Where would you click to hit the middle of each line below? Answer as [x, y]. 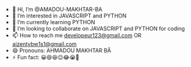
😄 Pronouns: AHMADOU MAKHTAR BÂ [62, 50]
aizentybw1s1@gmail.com [45, 44]
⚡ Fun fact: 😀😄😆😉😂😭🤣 [45, 57]
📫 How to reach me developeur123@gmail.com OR [77, 35]
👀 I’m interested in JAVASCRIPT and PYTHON [69, 16]
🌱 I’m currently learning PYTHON [54, 22]
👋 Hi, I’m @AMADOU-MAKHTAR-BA [57, 9]
